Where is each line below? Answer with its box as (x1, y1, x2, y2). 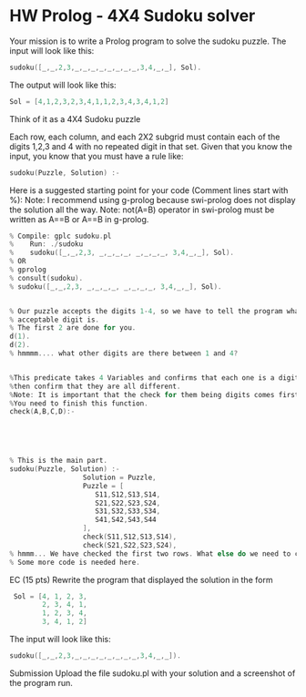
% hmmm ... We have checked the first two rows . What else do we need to (9, 548, 291, 559)
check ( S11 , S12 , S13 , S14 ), (82, 532, 178, 542)
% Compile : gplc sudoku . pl (9, 231, 112, 241)
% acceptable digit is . (9, 315, 100, 324)
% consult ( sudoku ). (9, 273, 84, 282)
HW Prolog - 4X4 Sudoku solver (9, 5, 256, 26)
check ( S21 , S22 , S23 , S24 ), (82, 540, 178, 549)
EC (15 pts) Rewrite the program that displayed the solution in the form (9, 574, 273, 585)
